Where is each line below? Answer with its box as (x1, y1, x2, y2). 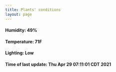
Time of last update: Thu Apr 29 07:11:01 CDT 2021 (5, 61, 112, 67)
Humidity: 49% (5, 27, 37, 33)
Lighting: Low (5, 50, 34, 56)
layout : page (5, 12, 32, 17)
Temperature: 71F (5, 38, 42, 45)
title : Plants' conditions (5, 7, 61, 12)
